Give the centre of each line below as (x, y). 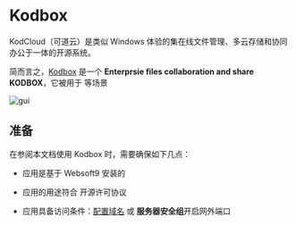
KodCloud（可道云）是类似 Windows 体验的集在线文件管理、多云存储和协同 (148, 41)
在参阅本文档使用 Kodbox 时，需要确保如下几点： (100, 154)
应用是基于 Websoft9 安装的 (74, 173)
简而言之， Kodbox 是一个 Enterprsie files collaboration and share (132, 71)
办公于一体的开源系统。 (52, 52)
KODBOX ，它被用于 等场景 (59, 82)
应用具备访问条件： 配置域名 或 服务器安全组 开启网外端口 (126, 211)
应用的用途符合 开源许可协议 (74, 192)
